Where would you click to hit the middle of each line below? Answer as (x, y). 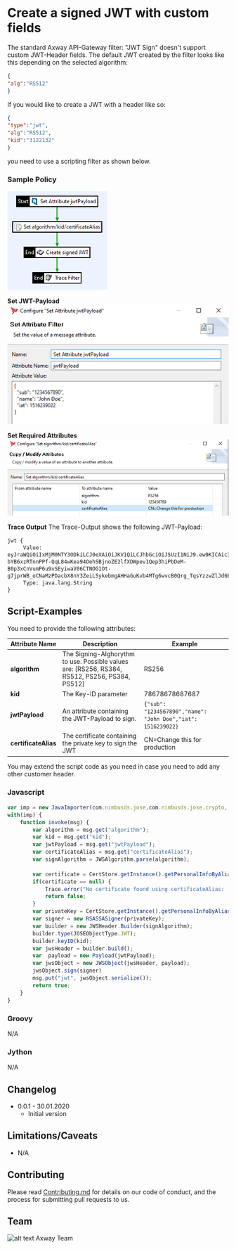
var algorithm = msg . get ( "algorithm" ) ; (91, 830)
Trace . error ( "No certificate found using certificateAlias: (135, 889)
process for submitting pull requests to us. (68, 1199)
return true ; (52, 985)
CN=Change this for (173, 739)
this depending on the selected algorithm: (68, 62)
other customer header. (41, 774)
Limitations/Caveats (53, 1136)
